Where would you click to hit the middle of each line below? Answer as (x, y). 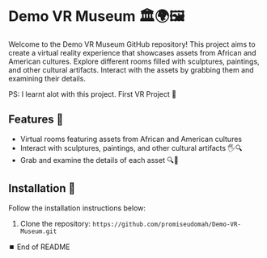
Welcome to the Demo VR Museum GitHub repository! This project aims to (132, 44)
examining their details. (47, 78)
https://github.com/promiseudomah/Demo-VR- (167, 224)
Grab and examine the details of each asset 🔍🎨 (100, 160)
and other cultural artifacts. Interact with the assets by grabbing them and (131, 69)
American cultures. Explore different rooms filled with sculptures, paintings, (134, 61)
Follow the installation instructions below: (77, 208)
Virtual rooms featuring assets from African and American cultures (131, 139)
